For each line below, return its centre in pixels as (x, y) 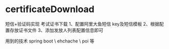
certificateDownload (50, 9)
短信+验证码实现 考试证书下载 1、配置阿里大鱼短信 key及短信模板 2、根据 (82, 24)
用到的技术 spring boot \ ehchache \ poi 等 (50, 41)
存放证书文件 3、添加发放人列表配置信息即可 (56, 30)
